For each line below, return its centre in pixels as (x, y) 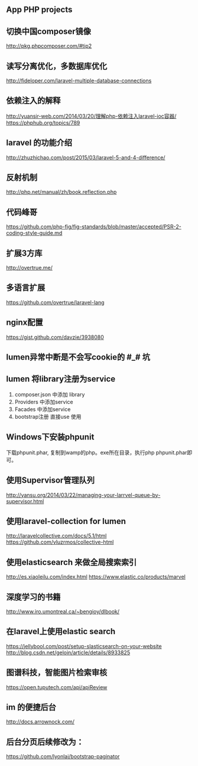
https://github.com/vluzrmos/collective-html (60, 542)
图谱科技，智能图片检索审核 (57, 673)
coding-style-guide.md (34, 233)
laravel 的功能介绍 (39, 143)
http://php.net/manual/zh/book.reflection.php (61, 192)
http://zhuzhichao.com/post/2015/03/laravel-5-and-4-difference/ (86, 157)
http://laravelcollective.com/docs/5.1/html (56, 536)
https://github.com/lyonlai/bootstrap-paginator (63, 757)
